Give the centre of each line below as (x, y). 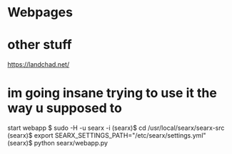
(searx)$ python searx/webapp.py (58, 143)
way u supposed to (65, 108)
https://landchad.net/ (39, 65)
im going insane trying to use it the (112, 93)
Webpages (40, 12)
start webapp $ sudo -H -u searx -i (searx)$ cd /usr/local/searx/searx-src (116, 128)
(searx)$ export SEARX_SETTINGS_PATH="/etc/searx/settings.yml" (107, 136)
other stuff (40, 45)
